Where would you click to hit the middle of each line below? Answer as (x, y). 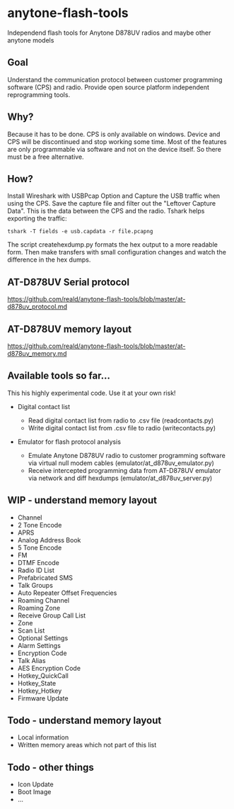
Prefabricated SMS (45, 578)
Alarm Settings (39, 645)
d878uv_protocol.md (37, 307)
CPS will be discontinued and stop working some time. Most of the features (117, 141)
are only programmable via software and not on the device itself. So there (114, 149)
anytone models (31, 40)
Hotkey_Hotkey (40, 691)
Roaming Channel (43, 600)
